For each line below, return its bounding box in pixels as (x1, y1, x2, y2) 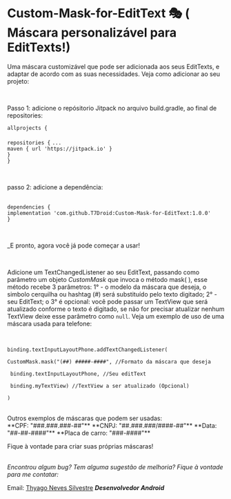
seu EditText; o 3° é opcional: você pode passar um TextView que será (7, 297, 208, 305)
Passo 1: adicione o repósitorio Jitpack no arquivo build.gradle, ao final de (7, 104, 217, 112)
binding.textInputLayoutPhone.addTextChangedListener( (7, 346, 168, 353)
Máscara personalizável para (7, 25, 177, 41)
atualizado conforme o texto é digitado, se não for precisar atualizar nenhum (7, 305, 225, 313)
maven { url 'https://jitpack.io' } (7, 145, 112, 152)
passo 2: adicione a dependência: (7, 182, 103, 191)
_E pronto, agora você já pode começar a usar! (7, 241, 140, 249)
